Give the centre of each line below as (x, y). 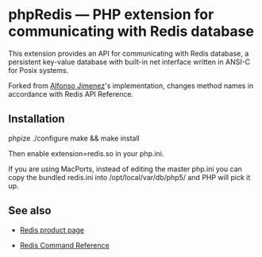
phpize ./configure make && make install (74, 138)
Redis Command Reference (64, 245)
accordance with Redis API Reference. (71, 94)
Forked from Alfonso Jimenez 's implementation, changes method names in (131, 86)
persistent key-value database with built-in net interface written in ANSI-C (129, 62)
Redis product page (52, 230)
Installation (37, 119)
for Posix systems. (39, 70)
